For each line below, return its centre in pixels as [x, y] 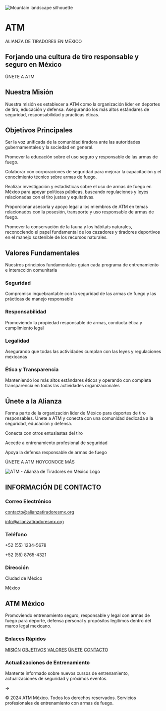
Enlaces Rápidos [26, 639]
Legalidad [17, 341]
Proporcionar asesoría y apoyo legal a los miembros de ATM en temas [77, 207]
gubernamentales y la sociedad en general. [49, 147]
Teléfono [16, 534]
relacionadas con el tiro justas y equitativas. [50, 197]
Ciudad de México [24, 578]
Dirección [17, 568]
